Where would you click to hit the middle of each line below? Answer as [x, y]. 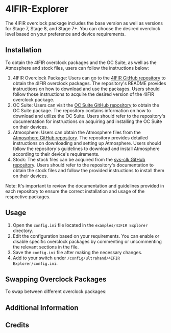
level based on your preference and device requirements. [66, 34]
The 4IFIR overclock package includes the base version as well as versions [84, 23]
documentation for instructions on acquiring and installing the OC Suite [87, 121]
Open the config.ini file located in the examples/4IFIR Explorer [80, 225]
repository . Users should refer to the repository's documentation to [83, 165]
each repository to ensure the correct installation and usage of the [75, 191]
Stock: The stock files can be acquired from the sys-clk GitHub [79, 159]
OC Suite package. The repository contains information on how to [82, 110]
